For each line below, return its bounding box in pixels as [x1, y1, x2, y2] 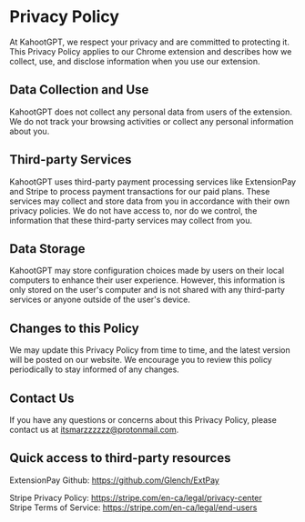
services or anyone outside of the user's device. [9, 294, 191, 306]
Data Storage [9, 241, 86, 256]
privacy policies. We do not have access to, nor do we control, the [9, 205, 258, 216]
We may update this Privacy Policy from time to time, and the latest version [9, 345, 290, 356]
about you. [9, 125, 50, 136]
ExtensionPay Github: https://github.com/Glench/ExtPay [9, 475, 220, 486]
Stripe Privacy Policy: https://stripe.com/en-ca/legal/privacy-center [9, 492, 262, 503]
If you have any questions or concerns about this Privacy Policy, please [9, 415, 278, 425]
